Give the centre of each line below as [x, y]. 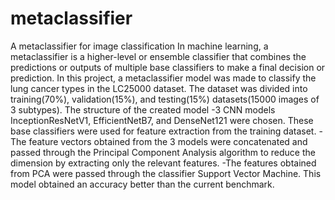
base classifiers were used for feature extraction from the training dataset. [163, 131]
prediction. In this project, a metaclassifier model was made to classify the [163, 78]
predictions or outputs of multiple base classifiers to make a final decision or [168, 67]
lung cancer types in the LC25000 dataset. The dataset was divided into [159, 88]
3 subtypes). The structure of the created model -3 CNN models [143, 109]
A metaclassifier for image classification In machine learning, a [139, 46]
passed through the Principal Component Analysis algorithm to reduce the [163, 152]
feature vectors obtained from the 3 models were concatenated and [168, 141]
